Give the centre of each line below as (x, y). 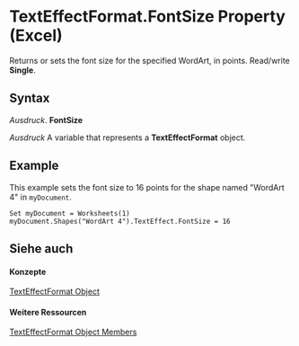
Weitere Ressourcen (48, 312)
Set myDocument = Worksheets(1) (70, 213)
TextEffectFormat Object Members (73, 332)
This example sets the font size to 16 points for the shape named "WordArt (147, 187)
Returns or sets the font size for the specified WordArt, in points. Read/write (149, 60)
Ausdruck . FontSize (46, 120)
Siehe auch (41, 248)
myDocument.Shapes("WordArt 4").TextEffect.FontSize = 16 (120, 221)
